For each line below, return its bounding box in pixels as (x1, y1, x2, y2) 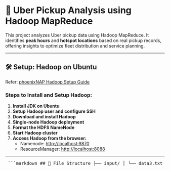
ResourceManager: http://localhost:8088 (20, 146, 105, 152)
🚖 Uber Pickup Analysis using (5, 5, 132, 16)
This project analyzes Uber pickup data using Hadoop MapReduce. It (5, 32, 149, 38)
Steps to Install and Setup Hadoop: (5, 91, 93, 98)
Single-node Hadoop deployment (12, 119, 84, 125)
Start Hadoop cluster (12, 130, 58, 136)
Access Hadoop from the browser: (12, 135, 87, 141)
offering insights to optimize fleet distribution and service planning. (5, 42, 145, 49)
